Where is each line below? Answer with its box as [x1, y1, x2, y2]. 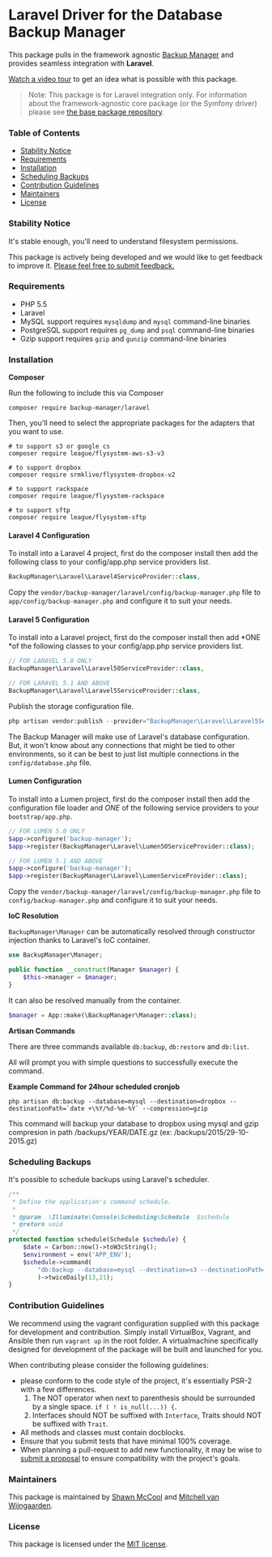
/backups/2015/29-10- [173, 1127, 249, 1137]
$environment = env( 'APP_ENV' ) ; [23, 1250, 132, 1258]
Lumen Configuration [8, 776, 83, 786]
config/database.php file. [8, 757, 92, 768]
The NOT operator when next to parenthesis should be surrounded [32, 1393, 256, 1403]
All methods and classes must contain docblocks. [19, 1427, 186, 1437]
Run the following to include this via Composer [8, 388, 164, 398]
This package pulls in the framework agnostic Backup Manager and [8, 49, 234, 59]
